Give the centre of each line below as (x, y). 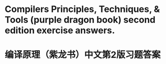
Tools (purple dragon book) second (80, 20)
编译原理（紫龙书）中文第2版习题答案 (83, 55)
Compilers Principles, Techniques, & (82, 9)
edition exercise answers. (60, 30)
